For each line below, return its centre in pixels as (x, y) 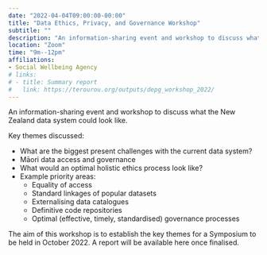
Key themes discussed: (46, 136)
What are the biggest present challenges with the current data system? (136, 151)
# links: (23, 75)
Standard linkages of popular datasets (94, 193)
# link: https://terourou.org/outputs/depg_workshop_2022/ (112, 89)
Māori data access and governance (78, 160)
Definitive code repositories (77, 211)
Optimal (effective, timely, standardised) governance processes (135, 218)
